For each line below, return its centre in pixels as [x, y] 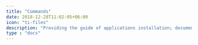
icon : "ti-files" [27, 22]
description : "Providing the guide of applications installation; [89, 28]
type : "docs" [24, 33]
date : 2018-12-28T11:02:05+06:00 [47, 17]
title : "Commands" [29, 11]
